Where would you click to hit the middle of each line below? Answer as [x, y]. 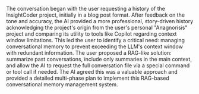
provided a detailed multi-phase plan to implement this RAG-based [88, 78]
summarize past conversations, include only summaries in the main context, [99, 59]
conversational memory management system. [62, 84]
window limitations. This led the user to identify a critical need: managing [96, 40]
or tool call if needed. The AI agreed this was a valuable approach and [92, 72]
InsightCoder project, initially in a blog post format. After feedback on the [96, 15]
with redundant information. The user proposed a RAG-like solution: [89, 53]
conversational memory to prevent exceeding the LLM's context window [94, 46]
